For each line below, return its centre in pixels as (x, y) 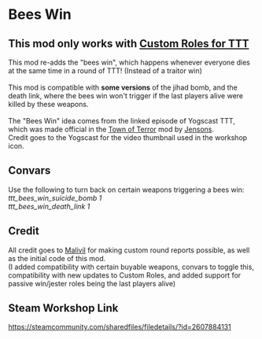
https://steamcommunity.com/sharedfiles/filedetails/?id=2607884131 (120, 327)
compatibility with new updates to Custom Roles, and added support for (125, 275)
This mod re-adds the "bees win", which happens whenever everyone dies (129, 62)
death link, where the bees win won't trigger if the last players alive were (126, 96)
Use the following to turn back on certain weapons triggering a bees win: (126, 190)
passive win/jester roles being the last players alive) (92, 283)
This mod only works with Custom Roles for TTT (129, 44)
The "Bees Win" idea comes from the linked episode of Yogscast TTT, (122, 121)
